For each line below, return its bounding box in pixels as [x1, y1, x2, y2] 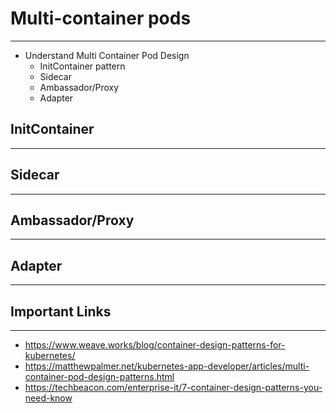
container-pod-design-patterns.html [24, 371, 175, 382]
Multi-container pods [10, 7, 192, 30]
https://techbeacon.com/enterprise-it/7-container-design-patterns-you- [24, 382, 323, 393]
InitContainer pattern [39, 60, 126, 72]
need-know [24, 392, 73, 404]
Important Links [10, 303, 112, 320]
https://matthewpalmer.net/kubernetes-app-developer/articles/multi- [24, 360, 310, 372]
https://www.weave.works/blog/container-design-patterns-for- [24, 339, 286, 351]
